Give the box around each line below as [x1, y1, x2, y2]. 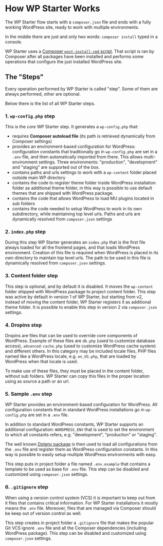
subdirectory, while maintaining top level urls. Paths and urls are [12, 211, 141, 217]
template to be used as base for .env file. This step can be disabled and [5, 466, 149, 472]
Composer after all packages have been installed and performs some [5, 53, 144, 59]
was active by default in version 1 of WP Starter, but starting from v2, [5, 294, 143, 300]
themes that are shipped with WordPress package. [12, 190, 114, 196]
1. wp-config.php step [5, 113, 55, 120]
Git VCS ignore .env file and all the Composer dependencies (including [5, 525, 147, 531]
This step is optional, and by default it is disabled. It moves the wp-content [5, 283, 153, 289]
